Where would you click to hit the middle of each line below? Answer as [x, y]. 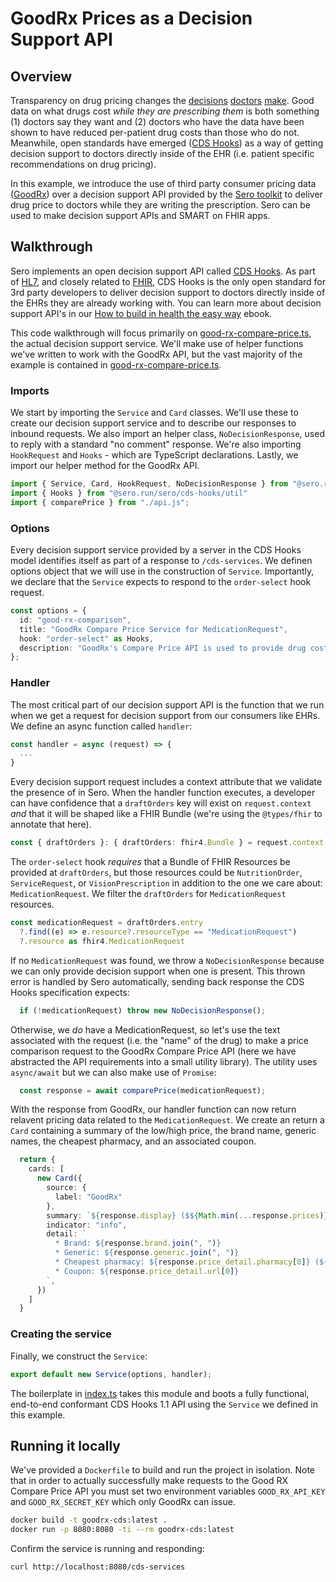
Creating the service [61, 1334]
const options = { [48, 611]
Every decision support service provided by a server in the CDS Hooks [156, 550]
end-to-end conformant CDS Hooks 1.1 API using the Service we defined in [164, 1404]
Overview [41, 76]
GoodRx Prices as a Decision [131, 18]
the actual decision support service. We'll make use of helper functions [157, 343]
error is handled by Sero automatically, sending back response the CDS [157, 981]
